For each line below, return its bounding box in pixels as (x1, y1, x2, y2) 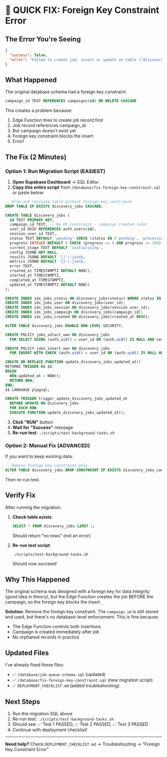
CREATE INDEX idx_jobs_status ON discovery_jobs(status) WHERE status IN (5, 296, 162, 301)
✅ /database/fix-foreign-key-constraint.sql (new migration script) (12, 677, 153, 683)
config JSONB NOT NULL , (9, 250, 59, 255)
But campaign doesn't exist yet (12, 128, 76, 134)
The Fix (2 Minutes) (5, 153, 67, 161)
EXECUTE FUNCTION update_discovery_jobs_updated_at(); (9, 410, 126, 415)
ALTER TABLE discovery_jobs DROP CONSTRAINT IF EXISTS (5, 468, 121, 473)
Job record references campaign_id (12, 122, 86, 128)
